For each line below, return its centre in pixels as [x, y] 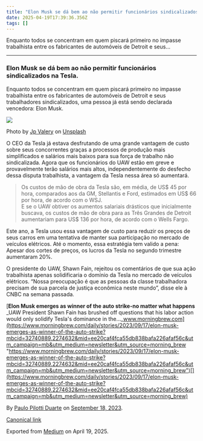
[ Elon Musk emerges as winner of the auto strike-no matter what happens [101, 306]
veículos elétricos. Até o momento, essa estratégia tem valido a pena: [93, 244]
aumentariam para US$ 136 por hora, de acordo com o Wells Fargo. [105, 219]
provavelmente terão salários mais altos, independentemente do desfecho [99, 169]
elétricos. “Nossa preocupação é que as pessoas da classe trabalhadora [97, 281]
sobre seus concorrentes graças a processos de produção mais [86, 150]
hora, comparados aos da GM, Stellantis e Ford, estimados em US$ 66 [108, 193]
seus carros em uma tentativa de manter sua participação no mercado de [98, 237]
